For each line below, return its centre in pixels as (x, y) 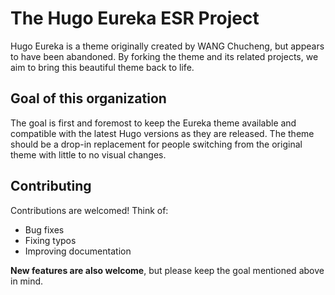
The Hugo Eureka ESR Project (135, 18)
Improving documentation (78, 251)
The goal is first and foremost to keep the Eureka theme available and (153, 123)
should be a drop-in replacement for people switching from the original (156, 144)
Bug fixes (44, 229)
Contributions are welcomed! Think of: (89, 210)
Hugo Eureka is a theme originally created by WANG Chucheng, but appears (167, 46)
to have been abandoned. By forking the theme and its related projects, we (164, 56)
